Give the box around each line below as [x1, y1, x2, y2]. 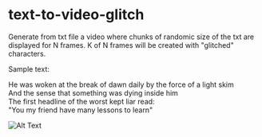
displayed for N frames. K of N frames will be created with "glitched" [8, 40, 234, 49]
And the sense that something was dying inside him [8, 88, 178, 97]
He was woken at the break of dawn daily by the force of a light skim [8, 80, 234, 89]
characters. [8, 49, 46, 58]
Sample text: [8, 64, 50, 73]
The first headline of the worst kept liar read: [8, 96, 155, 106]
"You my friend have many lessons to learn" [8, 105, 153, 115]
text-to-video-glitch [8, 6, 145, 24]
